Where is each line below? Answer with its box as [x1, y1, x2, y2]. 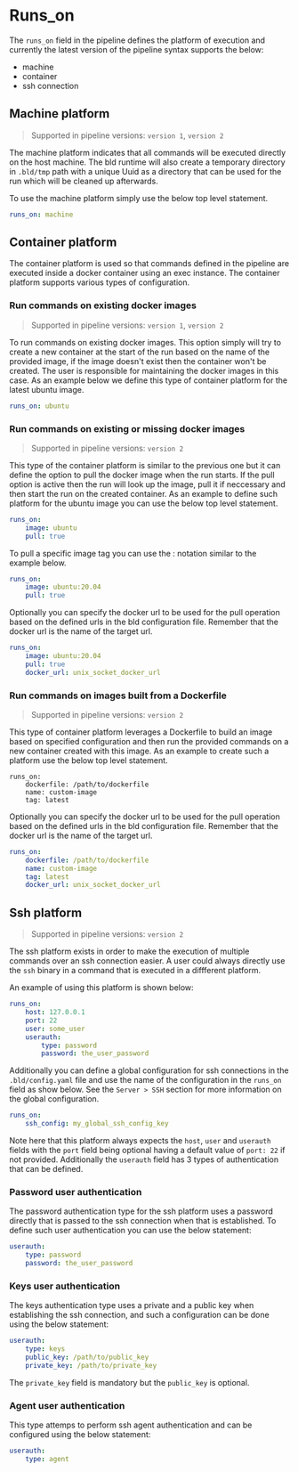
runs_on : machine [9, 210, 74, 219]
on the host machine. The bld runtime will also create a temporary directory [9, 157, 286, 167]
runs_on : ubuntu [9, 402, 69, 411]
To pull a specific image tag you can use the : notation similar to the [9, 548, 257, 558]
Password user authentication [9, 1185, 142, 1198]
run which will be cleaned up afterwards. [9, 175, 158, 186]
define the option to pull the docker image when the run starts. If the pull [9, 469, 275, 480]
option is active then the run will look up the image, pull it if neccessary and [9, 478, 286, 490]
